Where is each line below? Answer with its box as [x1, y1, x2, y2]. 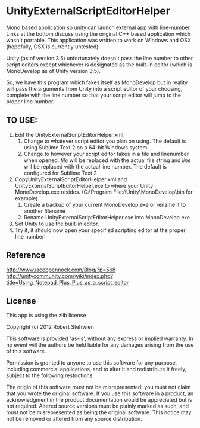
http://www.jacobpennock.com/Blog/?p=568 [6, 266, 116, 273]
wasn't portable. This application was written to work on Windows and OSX [6, 36, 192, 44]
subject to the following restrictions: [6, 372, 94, 379]
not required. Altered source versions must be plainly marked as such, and [6, 402, 189, 410]
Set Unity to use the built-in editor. [14, 220, 99, 227]
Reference [6, 250, 46, 261]
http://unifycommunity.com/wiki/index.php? [6, 272, 113, 279]
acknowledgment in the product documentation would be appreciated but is [6, 396, 192, 403]
